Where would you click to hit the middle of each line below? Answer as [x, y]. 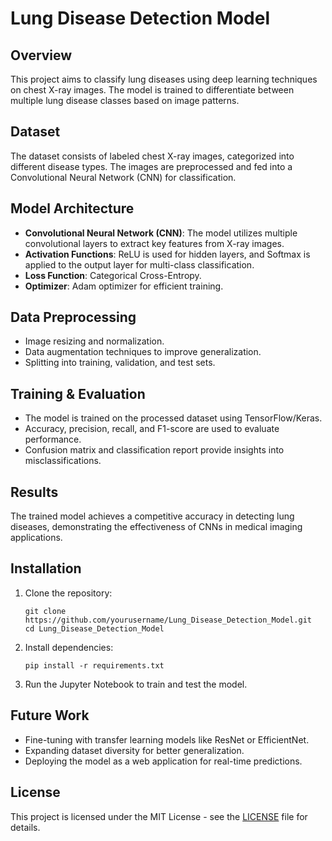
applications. [36, 538]
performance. [53, 439]
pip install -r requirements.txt [94, 665]
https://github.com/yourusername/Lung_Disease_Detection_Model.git [168, 620]
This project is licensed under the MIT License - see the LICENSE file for [159, 816]
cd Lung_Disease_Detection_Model [94, 628]
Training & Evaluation [78, 393]
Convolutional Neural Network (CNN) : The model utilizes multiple [161, 233]
